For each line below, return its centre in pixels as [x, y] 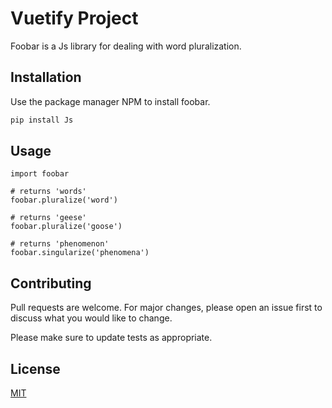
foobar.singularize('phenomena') [80, 253]
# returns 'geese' [48, 218]
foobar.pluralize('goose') [66, 227]
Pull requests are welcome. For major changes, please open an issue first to [166, 308]
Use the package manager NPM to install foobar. [110, 101]
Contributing [51, 283]
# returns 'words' [48, 192]
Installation [46, 77]
